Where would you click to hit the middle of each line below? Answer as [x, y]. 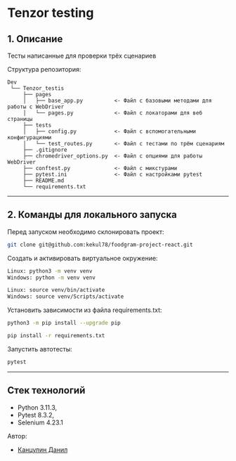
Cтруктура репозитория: [44, 69]
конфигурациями [29, 138]
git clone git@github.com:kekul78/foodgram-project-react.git [100, 245]
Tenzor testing [51, 13]
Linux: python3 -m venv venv [50, 271]
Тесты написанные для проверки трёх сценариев [82, 56]
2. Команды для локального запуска [92, 215]
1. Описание [35, 39]
